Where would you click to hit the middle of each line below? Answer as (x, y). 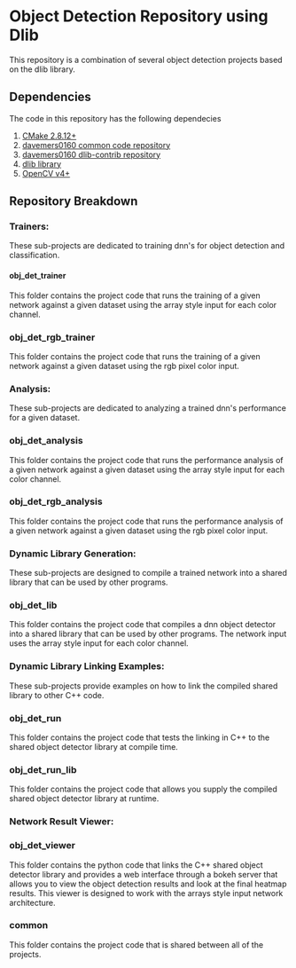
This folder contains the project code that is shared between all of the (136, 944)
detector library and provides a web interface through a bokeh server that (144, 874)
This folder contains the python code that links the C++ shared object (136, 865)
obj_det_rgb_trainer (52, 337)
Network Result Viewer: (62, 822)
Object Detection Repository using (139, 16)
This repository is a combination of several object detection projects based (146, 59)
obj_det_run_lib (43, 769)
